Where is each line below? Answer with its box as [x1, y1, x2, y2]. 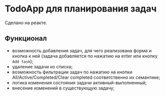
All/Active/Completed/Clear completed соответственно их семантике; [12, 74, 160, 80]
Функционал [5, 34, 47, 43]
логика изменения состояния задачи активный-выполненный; [12, 79, 147, 85]
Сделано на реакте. [5, 20, 47, 26]
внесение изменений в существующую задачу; [12, 85, 115, 91]
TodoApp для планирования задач [5, 3, 157, 15]
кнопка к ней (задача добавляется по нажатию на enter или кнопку [12, 53, 158, 59]
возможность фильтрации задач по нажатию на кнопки [12, 69, 133, 75]
